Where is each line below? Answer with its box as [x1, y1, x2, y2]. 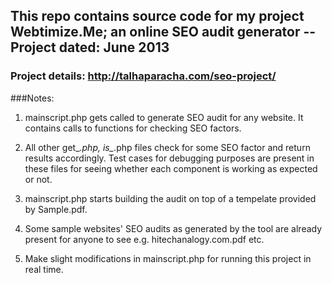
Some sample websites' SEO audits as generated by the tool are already [24, 222, 323, 234]
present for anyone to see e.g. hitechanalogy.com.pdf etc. [24, 233, 265, 245]
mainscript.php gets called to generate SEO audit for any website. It [24, 111, 304, 123]
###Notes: [10, 92, 55, 104]
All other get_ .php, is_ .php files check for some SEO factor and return [24, 141, 311, 153]
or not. [24, 173, 53, 185]
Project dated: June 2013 [10, 39, 170, 56]
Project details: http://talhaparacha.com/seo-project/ [10, 69, 277, 83]
